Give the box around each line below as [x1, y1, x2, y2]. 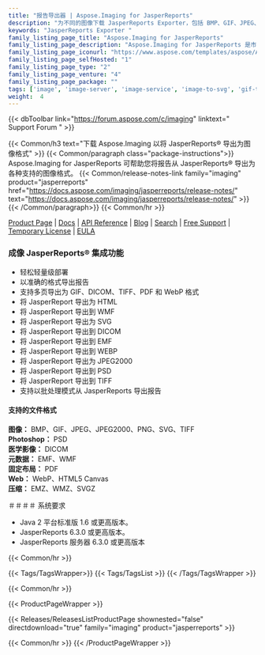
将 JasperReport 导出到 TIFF [19, 376, 113, 385]
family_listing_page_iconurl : [8, 48, 108, 56]
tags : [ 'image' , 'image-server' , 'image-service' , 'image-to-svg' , [8, 85, 235, 93]
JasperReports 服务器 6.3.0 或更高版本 [19, 537, 146, 547]
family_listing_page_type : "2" [8, 63, 111, 71]
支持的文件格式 [8, 405, 57, 415]
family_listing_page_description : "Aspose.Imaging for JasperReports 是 [8, 41, 251, 49]
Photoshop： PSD [8, 434, 68, 444]
